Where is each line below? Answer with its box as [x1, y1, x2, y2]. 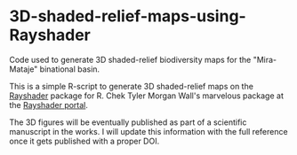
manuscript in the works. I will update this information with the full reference [9, 126, 288, 136]
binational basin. [39, 64, 100, 74]
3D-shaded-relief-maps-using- [9, 6, 246, 27]
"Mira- [253, 54, 277, 65]
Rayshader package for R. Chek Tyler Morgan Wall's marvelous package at [9, 90, 285, 101]
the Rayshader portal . [9, 99, 89, 110]
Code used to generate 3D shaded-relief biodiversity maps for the [9, 54, 252, 65]
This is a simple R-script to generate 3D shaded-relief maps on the [9, 81, 253, 91]
